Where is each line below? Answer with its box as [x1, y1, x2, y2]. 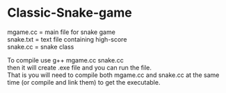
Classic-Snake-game [7, 5, 132, 21]
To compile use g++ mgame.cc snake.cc [7, 56, 124, 64]
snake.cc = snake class [7, 42, 74, 51]
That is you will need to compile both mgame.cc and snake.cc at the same [7, 71, 220, 79]
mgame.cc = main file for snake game [7, 28, 116, 36]
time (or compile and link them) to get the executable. [7, 78, 161, 86]
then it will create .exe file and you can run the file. [7, 63, 152, 71]
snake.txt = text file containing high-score [7, 35, 127, 43]
